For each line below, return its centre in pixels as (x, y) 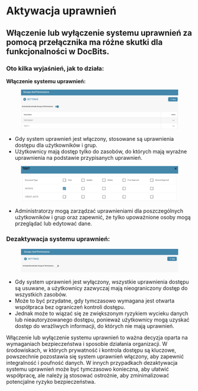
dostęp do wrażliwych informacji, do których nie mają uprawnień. (95, 326)
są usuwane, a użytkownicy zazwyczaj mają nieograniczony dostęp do (101, 288)
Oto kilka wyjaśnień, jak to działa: (55, 68)
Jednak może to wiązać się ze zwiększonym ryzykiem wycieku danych (101, 314)
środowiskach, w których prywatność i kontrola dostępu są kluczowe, (91, 350)
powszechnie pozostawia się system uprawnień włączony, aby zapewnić (95, 357)
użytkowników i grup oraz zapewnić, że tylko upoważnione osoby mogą (103, 217)
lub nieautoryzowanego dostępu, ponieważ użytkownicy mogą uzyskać (102, 320)
